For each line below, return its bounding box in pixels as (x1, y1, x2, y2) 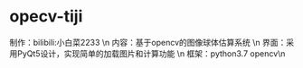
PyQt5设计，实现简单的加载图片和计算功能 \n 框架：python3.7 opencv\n (16, 47, 286, 59)
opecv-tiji (9, 6, 83, 27)
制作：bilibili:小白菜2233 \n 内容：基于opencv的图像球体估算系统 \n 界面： (9, 37, 287, 47)
